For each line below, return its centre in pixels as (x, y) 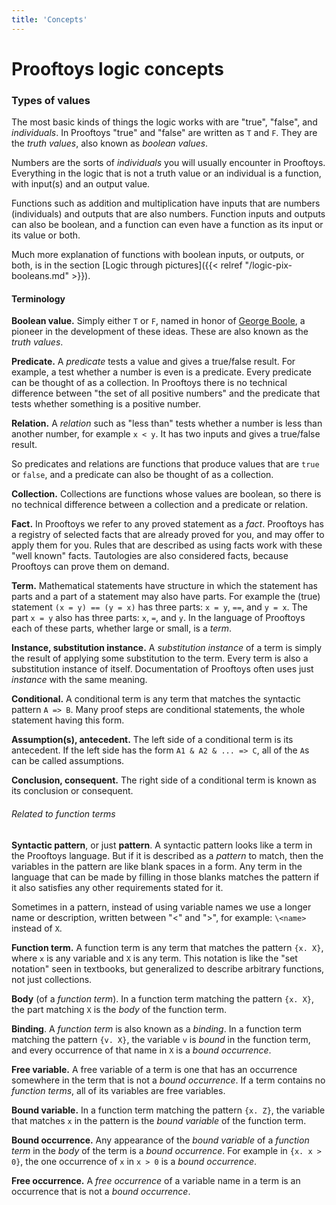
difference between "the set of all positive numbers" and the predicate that (166, 393)
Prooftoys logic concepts (117, 68)
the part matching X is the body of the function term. (119, 1009)
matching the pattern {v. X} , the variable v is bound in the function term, (161, 1039)
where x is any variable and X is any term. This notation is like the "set (154, 958)
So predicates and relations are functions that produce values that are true (165, 464)
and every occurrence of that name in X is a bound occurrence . (141, 1050)
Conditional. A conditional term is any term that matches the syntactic (156, 699)
